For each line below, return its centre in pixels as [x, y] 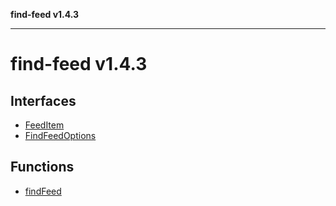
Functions [42, 167]
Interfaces [43, 100]
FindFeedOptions [60, 135]
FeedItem [44, 125]
